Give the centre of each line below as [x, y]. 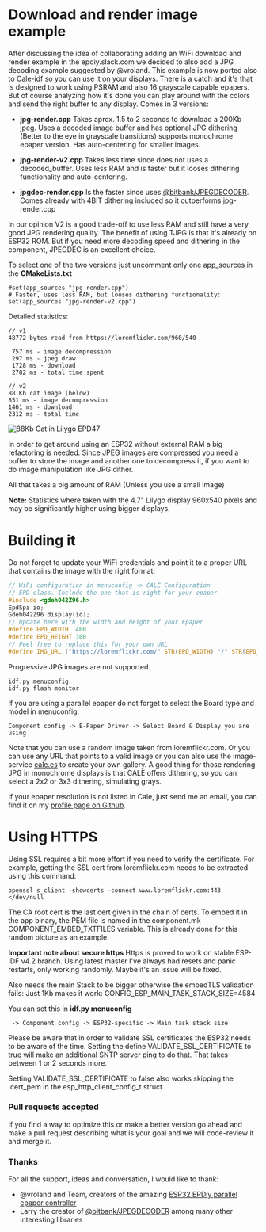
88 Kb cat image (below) [49, 393]
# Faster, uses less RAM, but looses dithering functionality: [115, 295]
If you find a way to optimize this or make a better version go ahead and [125, 1124]
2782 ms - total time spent [58, 372]
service [21, 764]
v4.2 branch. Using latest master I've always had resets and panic [128, 961]
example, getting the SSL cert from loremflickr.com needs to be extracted [128, 867]
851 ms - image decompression [58, 400]
